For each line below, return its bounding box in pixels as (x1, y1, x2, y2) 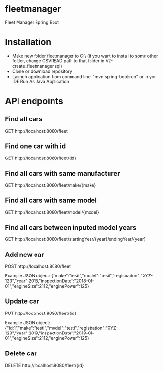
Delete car (5, 350, 37, 358)
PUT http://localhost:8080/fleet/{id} (5, 310, 77, 316)
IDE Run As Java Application (12, 79, 69, 84)
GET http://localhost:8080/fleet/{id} (5, 155, 77, 161)
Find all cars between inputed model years (5, 223, 137, 232)
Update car (5, 297, 40, 306)
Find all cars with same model (5, 196, 97, 204)
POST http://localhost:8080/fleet (5, 263, 71, 269)
